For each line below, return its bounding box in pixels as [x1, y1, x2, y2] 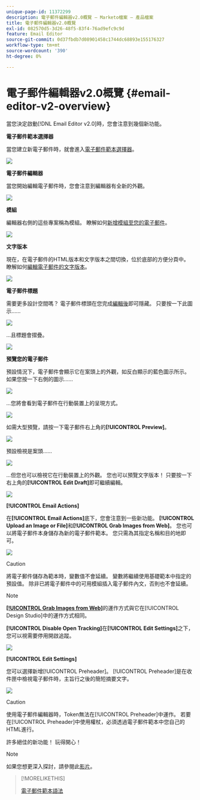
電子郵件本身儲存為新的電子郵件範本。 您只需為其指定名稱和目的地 [16, 529, 181, 536]
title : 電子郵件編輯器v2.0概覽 [6, 20, 76, 26]
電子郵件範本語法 [20, 787, 63, 794]
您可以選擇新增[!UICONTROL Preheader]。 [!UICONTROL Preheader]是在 [6, 668, 187, 675]
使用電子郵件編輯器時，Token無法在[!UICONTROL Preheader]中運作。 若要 [6, 711, 192, 718]
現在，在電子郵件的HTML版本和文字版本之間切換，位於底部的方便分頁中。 [6, 255, 190, 262]
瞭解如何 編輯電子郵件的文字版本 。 [6, 263, 90, 270]
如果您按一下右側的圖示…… [6, 375, 74, 382]
